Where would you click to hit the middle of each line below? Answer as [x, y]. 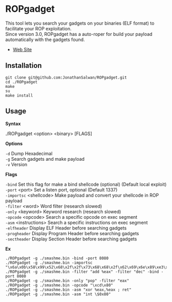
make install [19, 96]
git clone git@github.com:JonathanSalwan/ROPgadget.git [66, 78]
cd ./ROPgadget [21, 82]
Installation [24, 65]
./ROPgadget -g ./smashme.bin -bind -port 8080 [57, 258]
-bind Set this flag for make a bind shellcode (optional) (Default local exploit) [86, 184]
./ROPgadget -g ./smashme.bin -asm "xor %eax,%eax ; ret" [68, 290]
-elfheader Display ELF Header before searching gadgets [66, 228]
